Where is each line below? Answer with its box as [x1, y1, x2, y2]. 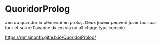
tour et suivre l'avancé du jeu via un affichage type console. [5, 24, 126, 30]
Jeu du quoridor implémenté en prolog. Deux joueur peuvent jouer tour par [5, 20, 157, 25]
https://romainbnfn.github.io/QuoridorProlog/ [5, 34, 97, 40]
